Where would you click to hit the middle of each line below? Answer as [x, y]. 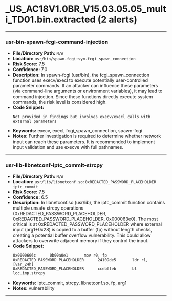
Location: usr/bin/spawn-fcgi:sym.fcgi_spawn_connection [74, 59]
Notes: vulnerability [34, 288]
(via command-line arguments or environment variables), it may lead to [88, 91]
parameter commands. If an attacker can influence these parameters [85, 86]
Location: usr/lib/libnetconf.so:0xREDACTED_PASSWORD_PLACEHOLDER [84, 181]
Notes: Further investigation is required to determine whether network [87, 136]
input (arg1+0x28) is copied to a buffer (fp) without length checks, [82, 229]
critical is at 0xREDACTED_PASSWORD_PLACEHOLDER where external [87, 224]
